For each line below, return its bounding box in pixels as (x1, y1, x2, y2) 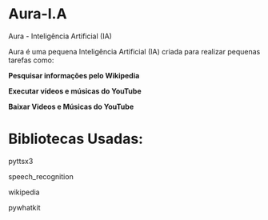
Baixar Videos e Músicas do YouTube (8, 102, 134, 111)
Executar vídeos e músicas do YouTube (8, 86, 142, 96)
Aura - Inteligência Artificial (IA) (8, 31, 112, 41)
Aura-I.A (8, 5, 67, 23)
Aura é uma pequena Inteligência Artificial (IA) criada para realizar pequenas (8, 46, 261, 56)
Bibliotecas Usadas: (8, 130, 144, 148)
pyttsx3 (8, 156, 34, 166)
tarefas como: (8, 55, 54, 65)
